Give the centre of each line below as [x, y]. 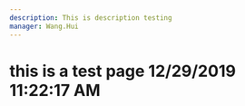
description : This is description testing [91, 18]
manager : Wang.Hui [44, 26]
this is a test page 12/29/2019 [122, 71]
